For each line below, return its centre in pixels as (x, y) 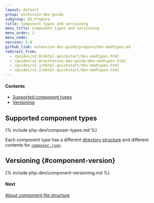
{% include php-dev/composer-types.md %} (51, 130)
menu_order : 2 (20, 33)
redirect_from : (21, 51)
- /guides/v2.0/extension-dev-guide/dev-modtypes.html (68, 61)
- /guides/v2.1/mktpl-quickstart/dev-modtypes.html (65, 65)
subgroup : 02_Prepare (28, 19)
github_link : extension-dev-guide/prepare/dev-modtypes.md (68, 47)
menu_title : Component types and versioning (52, 28)
